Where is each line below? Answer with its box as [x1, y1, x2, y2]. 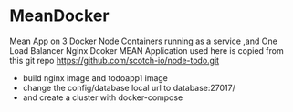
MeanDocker [9, 5, 110, 26]
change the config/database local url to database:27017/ [22, 82, 235, 93]
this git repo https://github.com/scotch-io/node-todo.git [9, 55, 220, 66]
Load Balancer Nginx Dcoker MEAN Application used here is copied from [9, 45, 285, 56]
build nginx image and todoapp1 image [22, 72, 169, 83]
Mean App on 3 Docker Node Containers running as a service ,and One [9, 36, 278, 46]
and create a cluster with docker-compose [22, 92, 183, 103]
